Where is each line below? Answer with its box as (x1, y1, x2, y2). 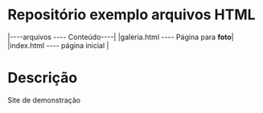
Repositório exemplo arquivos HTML (7, 6, 256, 24)
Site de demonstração (7, 95, 81, 105)
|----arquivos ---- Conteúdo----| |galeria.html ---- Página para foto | (7, 32, 234, 42)
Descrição (7, 69, 78, 87)
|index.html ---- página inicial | (7, 40, 109, 50)
